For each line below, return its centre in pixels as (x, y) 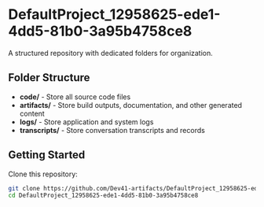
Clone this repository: (43, 174)
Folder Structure (49, 78)
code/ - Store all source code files (75, 97)
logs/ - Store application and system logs (86, 122)
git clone (24, 188)
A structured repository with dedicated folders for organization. (111, 53)
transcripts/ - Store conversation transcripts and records (112, 130)
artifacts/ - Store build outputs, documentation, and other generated (130, 105)
